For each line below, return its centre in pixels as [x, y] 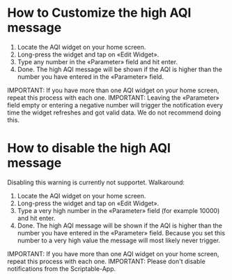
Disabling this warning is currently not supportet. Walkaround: [96, 182]
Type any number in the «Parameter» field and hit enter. [97, 61]
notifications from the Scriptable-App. [62, 268]
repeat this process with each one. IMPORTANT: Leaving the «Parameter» [113, 97]
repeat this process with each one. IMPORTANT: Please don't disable [106, 261]
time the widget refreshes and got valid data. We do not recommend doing [114, 112]
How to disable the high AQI [89, 148]
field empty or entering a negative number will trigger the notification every [115, 105]
